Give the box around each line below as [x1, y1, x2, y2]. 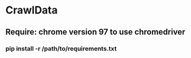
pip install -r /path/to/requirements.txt [5, 45, 117, 53]
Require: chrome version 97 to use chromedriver [5, 27, 186, 37]
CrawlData [5, 4, 58, 17]
